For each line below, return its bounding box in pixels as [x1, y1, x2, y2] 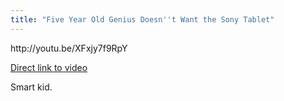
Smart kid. [10, 81, 53, 93]
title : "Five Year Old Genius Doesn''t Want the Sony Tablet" [10, 14, 275, 25]
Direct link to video [10, 61, 88, 73]
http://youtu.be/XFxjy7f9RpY [10, 42, 128, 54]
